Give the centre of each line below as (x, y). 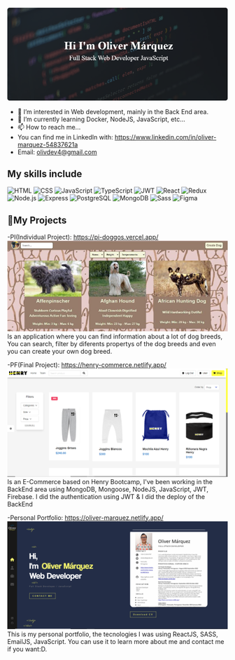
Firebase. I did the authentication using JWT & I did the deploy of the (106, 496)
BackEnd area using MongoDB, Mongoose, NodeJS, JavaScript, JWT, (108, 489)
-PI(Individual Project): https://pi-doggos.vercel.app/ (83, 237)
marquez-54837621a (48, 144)
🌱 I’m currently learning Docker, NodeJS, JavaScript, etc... (101, 119)
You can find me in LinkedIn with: (65, 137)
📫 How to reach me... (49, 127)
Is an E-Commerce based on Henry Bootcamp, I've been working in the (110, 481)
